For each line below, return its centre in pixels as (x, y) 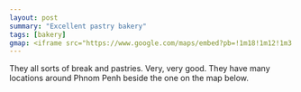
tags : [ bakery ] (38, 34)
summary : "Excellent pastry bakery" (78, 26)
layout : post (34, 18)
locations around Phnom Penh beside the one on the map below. (129, 78)
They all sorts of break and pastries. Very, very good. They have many (140, 69)
